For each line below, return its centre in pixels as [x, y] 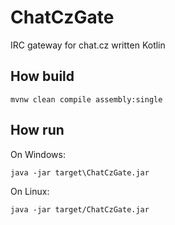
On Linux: [30, 191]
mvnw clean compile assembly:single [86, 99]
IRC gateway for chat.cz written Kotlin [88, 45]
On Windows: [38, 154]
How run [37, 130]
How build [42, 76]
